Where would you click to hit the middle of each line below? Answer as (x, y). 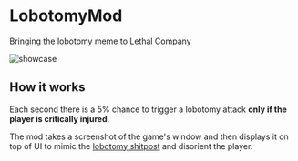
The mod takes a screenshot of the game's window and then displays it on (149, 136)
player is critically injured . (60, 118)
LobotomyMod (66, 16)
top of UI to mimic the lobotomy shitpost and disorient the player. (131, 146)
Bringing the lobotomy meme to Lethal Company (100, 41)
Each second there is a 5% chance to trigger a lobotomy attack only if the (148, 109)
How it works (47, 87)
